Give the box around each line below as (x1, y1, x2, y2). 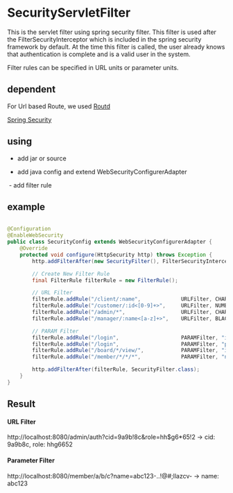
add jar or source (17, 154, 67, 162)
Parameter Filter (7, 456, 55, 465)
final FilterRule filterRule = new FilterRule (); (32, 276, 178, 284)
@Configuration (7, 226, 51, 233)
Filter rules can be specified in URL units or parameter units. (7, 63, 179, 72)
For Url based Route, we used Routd (7, 102, 111, 110)
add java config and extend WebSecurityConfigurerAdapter (17, 167, 187, 176)
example (7, 201, 46, 212)
